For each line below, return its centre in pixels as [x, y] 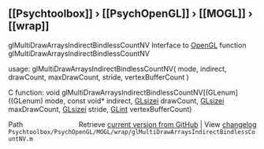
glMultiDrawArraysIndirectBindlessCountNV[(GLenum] [150, 92]
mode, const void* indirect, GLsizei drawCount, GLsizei [134, 101]
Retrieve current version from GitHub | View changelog [167, 124]
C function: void [34, 92]
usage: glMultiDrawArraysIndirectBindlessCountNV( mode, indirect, [117, 69]
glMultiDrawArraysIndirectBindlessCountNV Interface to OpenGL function [127, 45]
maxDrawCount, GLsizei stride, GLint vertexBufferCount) [100, 109]
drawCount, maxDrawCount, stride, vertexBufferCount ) [99, 77]
